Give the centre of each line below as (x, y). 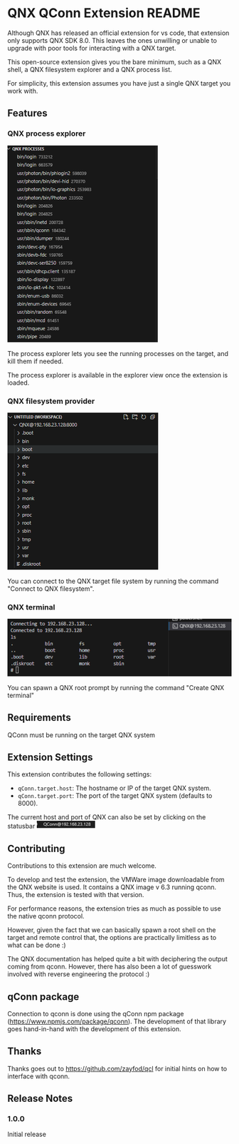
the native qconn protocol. (46, 916)
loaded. (18, 383)
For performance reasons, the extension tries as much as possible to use (115, 908)
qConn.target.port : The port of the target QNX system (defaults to (115, 796)
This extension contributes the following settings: (79, 774)
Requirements (39, 718)
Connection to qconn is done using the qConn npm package (96, 1013)
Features (27, 113)
